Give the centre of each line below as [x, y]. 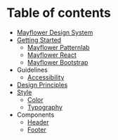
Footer [37, 129]
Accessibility [46, 77]
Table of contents [59, 13]
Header [38, 122]
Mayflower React [52, 55]
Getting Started [39, 39]
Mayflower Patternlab [58, 47]
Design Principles [42, 84]
